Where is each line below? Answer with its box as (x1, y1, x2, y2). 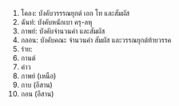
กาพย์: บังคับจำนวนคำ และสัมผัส (20, 26, 105, 36)
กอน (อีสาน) (20, 89, 54, 98)
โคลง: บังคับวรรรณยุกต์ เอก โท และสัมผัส (20, 9, 130, 18)
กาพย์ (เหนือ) (20, 71, 57, 80)
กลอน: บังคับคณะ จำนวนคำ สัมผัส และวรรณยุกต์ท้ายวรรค (20, 35, 172, 45)
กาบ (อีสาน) (20, 80, 53, 89)
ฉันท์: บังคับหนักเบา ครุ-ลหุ (20, 18, 93, 26)
